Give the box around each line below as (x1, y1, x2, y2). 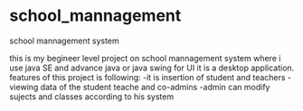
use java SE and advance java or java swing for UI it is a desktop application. (9, 62, 295, 73)
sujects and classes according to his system (9, 91, 175, 102)
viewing (9, 81, 39, 92)
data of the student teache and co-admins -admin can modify (40, 81, 270, 92)
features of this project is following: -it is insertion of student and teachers (9, 71, 286, 82)
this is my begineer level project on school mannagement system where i (9, 52, 281, 63)
